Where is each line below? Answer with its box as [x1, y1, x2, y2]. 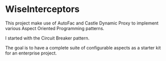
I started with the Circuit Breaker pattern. [5, 35, 90, 41]
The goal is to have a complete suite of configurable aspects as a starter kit [5, 44, 161, 50]
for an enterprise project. [5, 50, 57, 56]
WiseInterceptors [5, 3, 80, 15]
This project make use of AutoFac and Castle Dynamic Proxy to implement [5, 20, 159, 26]
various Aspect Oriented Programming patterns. [5, 25, 104, 31]
